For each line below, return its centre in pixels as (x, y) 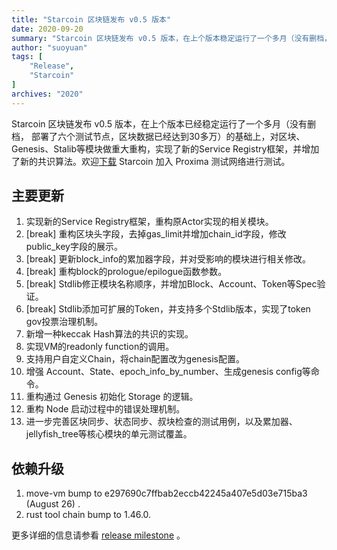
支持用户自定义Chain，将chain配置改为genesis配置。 (135, 359)
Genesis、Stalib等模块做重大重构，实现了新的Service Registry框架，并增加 (165, 148)
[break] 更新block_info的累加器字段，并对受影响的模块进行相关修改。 (168, 259)
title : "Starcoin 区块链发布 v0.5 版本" (91, 19)
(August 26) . (53, 504)
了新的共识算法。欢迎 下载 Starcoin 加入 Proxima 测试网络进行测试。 (151, 161)
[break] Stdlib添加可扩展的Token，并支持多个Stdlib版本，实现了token (168, 309)
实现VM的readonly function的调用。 (100, 347)
